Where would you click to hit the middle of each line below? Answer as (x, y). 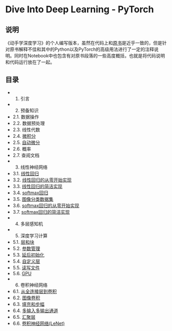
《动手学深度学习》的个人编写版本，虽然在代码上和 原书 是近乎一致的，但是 (84, 43)
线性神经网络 (34, 167)
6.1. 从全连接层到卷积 (35, 291)
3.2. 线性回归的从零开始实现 (42, 180)
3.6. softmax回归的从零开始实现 (46, 205)
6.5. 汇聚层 (24, 317)
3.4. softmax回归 (30, 193)
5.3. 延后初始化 (28, 255)
